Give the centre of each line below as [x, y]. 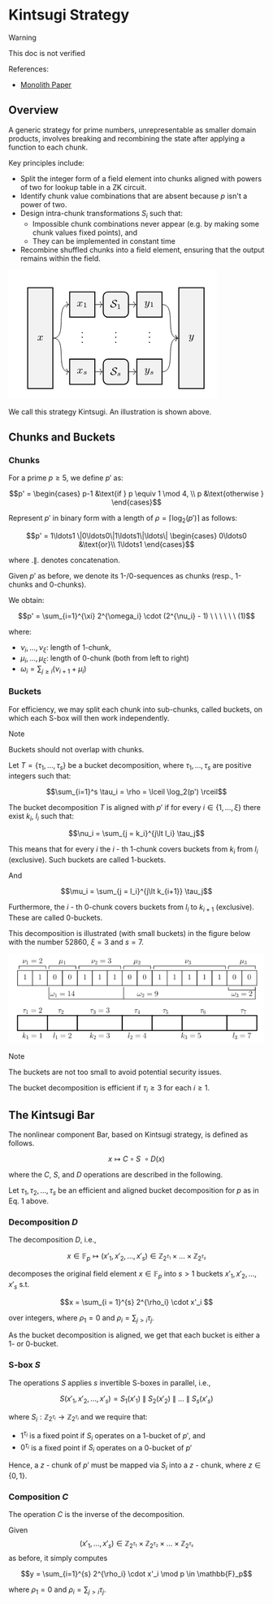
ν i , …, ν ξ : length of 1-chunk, [65, 648]
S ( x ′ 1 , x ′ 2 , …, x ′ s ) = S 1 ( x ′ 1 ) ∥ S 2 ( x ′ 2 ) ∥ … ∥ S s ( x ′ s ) [136, 1399]
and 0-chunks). [61, 585]
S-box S [24, 1365]
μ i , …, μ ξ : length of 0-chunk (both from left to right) [104, 659]
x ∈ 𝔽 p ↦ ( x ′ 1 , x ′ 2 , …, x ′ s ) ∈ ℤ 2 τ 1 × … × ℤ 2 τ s [136, 1257]
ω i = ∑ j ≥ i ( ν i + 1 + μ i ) [53, 670]
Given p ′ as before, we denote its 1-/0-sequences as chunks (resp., [121, 576]
